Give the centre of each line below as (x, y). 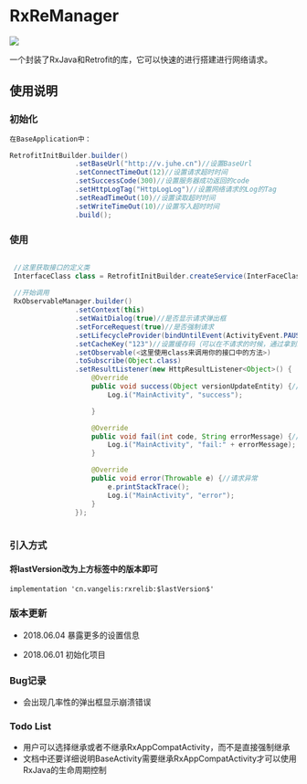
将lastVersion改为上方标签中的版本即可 (84, 568)
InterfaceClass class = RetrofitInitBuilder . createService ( (130, 276)
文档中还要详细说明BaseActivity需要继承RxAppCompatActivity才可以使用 (159, 758)
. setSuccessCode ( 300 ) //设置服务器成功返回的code (162, 181)
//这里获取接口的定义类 (52, 267)
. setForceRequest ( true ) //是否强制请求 (144, 327)
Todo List (31, 726)
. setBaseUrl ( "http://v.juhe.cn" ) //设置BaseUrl (164, 164)
